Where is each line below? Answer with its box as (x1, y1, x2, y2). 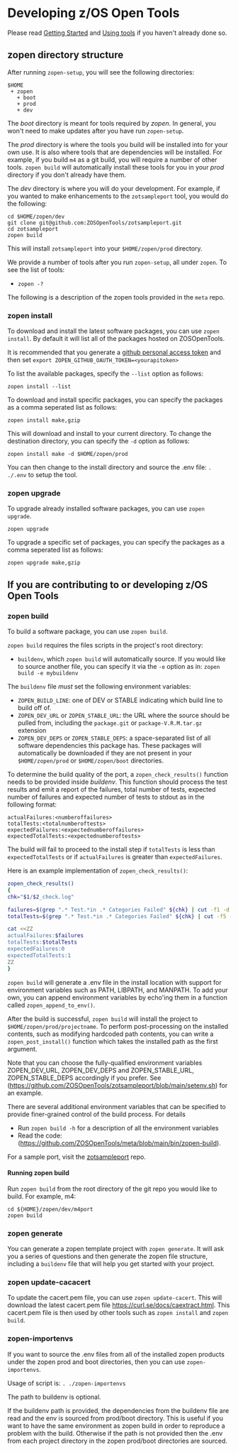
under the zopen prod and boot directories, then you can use (7, 1358, 186, 1366)
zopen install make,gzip (7, 417, 81, 424)
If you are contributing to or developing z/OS (7, 579, 208, 591)
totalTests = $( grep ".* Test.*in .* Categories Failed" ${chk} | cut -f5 (7, 912, 227, 920)
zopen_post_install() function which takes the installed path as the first (7, 1037, 218, 1045)
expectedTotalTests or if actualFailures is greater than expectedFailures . (7, 853, 222, 861)
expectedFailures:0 (7, 946, 65, 953)
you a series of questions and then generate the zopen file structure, (7, 1252, 208, 1261)
